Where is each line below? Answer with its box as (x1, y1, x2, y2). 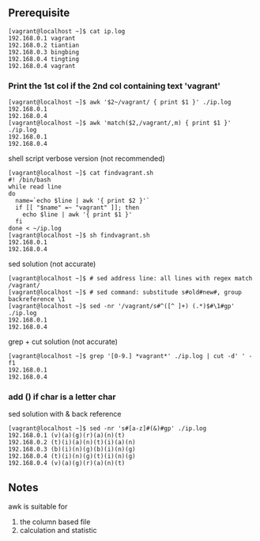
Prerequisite (8, 6, 70, 20)
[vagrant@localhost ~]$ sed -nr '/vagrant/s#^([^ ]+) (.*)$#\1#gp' (8, 303, 236, 311)
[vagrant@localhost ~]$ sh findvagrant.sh (8, 231, 150, 240)
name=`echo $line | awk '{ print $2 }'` (15, 197, 150, 205)
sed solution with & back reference (8, 410, 122, 419)
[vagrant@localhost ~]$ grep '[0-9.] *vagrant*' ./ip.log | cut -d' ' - (8, 352, 253, 360)
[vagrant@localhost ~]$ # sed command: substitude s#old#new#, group (8, 288, 243, 296)
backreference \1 (8, 295, 66, 303)
